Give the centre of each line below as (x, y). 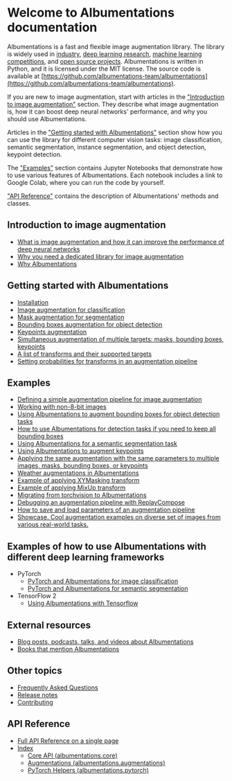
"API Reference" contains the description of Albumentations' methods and (113, 196)
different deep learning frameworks (86, 557)
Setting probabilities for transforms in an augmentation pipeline (107, 361)
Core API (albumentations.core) (72, 755)
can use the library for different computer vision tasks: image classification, (115, 139)
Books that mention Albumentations (68, 649)
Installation (33, 302)
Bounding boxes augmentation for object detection (90, 324)
